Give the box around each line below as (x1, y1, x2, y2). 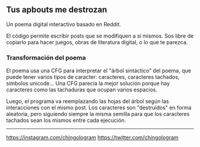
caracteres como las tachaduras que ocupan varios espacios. (6, 86, 158, 93)
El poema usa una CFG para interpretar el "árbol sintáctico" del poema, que (6, 67, 192, 74)
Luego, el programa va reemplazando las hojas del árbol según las (6, 98, 170, 105)
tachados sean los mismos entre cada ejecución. (6, 117, 126, 124)
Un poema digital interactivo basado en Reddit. (6, 20, 121, 27)
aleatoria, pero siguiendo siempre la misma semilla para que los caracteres (6, 111, 190, 118)
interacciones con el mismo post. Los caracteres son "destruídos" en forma (6, 104, 192, 111)
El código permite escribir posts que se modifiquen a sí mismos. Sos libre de (6, 32, 194, 39)
